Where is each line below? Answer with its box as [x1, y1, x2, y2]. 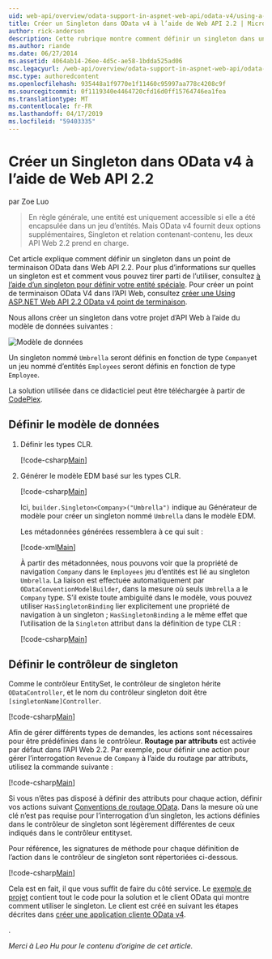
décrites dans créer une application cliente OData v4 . [8, 910, 186, 919]
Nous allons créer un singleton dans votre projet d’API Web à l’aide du [8, 312, 240, 322]
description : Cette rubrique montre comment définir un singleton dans [8, 34, 255, 43]
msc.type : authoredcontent [8, 72, 100, 80]
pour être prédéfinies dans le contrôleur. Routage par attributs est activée [8, 736, 257, 746]
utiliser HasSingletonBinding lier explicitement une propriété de [19, 601, 231, 611]
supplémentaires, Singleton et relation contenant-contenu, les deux [28, 229, 253, 239]
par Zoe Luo [8, 196, 49, 206]
